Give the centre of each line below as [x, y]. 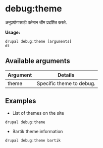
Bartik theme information [38, 131]
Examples [21, 101]
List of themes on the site [38, 113]
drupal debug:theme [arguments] [38, 41]
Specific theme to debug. [66, 83]
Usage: [13, 32]
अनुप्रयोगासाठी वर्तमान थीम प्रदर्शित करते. [36, 22]
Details [66, 75]
